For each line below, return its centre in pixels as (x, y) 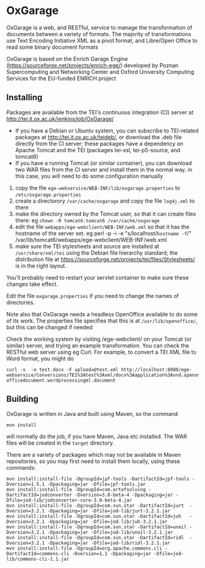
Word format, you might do (40, 359)
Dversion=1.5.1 (26, 484)
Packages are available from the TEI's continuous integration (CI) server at (100, 112)
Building (22, 399)
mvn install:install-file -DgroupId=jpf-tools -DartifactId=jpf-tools (98, 479)
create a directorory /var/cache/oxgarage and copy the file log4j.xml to (105, 201)
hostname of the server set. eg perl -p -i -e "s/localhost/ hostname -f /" (103, 233)
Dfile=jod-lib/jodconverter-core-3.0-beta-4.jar (69, 500)
